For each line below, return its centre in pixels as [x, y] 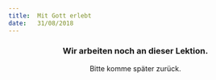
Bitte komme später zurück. [135, 68]
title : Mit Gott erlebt [50, 16]
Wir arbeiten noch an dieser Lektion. [135, 51]
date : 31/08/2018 [41, 23]
